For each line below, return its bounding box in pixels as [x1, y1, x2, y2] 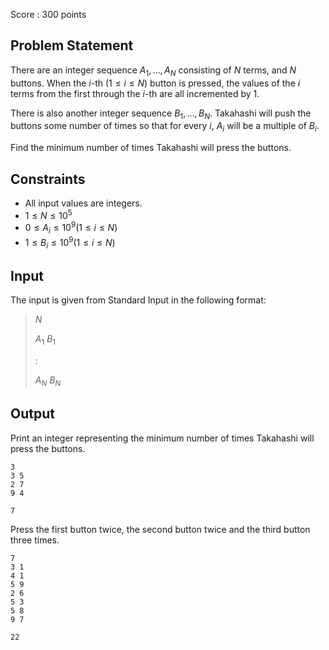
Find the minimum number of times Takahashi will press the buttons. [10, 142, 292, 154]
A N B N [34, 374, 62, 388]
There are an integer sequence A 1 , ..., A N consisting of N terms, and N [10, 64, 297, 78]
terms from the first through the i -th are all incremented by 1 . [10, 87, 260, 99]
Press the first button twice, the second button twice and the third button [10, 523, 311, 535]
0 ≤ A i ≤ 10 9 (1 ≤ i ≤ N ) [24, 220, 118, 236]
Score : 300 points [10, 9, 87, 20]
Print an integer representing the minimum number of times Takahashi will [10, 432, 315, 444]
